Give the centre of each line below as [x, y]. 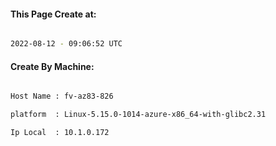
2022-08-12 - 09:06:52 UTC [66, 44]
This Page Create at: [53, 14]
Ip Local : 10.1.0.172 [60, 133]
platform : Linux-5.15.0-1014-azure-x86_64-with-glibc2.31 [138, 115]
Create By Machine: [52, 66]
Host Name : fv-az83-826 [62, 96]
